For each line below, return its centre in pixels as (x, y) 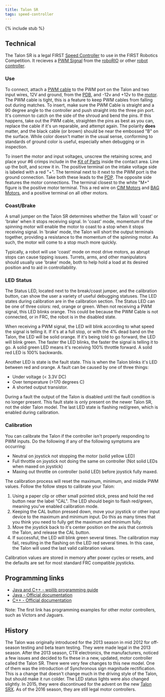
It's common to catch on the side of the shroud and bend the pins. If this (78, 115)
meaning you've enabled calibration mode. (55, 506)
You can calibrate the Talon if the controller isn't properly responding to (77, 436)
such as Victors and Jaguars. (35, 615)
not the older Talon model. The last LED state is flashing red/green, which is (82, 407)
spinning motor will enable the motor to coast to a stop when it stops (74, 226)
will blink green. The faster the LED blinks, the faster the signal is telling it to (82, 342)
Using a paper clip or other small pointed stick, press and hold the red (83, 496)
